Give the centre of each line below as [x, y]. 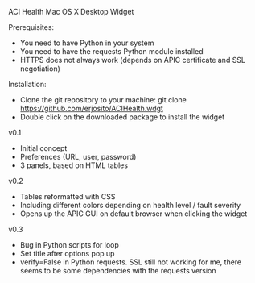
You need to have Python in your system [87, 43]
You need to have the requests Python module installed [111, 51]
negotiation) [40, 69]
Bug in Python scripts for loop [69, 245]
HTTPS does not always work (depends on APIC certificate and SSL [133, 60]
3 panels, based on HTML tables [74, 165]
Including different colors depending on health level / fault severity [130, 205]
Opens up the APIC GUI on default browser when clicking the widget [134, 214]
